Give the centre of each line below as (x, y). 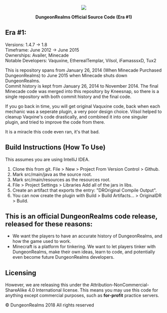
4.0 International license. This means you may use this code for (93, 290)
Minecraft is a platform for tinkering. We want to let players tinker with (84, 247)
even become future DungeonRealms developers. (63, 257)
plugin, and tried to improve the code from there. (55, 122)
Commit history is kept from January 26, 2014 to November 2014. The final (82, 86)
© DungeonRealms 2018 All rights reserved (50, 305)
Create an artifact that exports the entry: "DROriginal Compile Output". (84, 190)
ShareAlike (16, 290)
